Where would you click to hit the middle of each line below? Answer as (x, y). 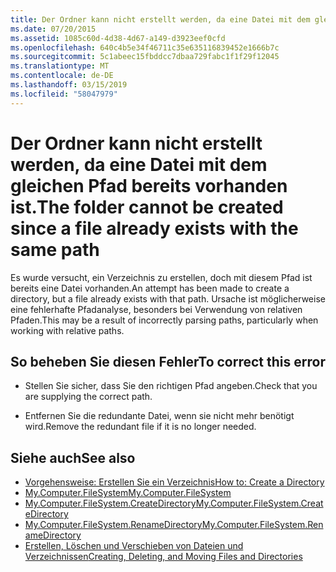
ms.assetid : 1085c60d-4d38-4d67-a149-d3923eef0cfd (118, 38)
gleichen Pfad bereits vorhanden (149, 185)
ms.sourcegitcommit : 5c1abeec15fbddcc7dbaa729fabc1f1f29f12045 (145, 57)
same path (55, 249)
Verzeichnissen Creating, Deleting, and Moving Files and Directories (163, 557)
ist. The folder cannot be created (147, 207)
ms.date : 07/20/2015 (53, 29)
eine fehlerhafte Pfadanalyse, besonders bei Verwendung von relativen (156, 309)
